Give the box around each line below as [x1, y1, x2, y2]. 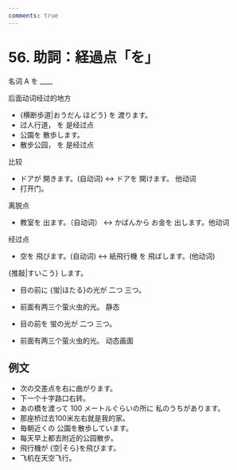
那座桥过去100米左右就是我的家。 [19, 414, 130, 423]
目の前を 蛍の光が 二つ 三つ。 [19, 319, 117, 328]
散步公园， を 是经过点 [19, 140, 94, 150]
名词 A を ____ [8, 76, 53, 86]
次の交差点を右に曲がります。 [19, 383, 118, 394]
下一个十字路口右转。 [19, 394, 90, 403]
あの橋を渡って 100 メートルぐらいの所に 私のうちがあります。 [19, 403, 225, 414]
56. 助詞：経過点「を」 [8, 49, 159, 66]
